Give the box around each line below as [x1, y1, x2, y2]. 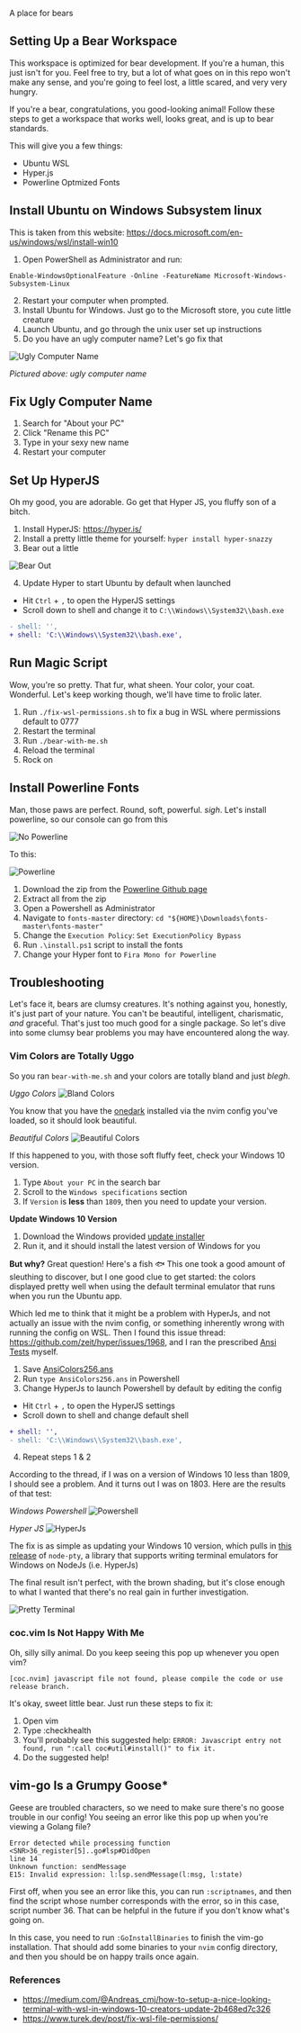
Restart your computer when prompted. [22, 294, 169, 305]
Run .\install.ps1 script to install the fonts [22, 939, 183, 950]
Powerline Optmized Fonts [22, 176, 120, 187]
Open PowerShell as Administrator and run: [22, 254, 182, 265]
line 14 [9, 1854, 39, 1863]
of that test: [9, 1488, 52, 1499]
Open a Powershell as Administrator [22, 902, 155, 913]
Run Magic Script [9, 655, 108, 671]
